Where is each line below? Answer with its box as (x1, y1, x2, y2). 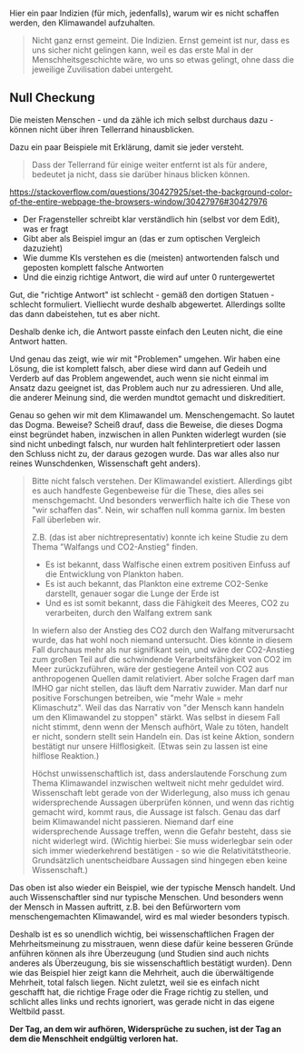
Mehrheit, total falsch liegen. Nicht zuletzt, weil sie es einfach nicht (9, 977, 260, 988)
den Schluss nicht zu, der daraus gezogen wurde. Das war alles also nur (9, 448, 279, 459)
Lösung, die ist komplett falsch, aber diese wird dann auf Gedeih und (9, 363, 268, 373)
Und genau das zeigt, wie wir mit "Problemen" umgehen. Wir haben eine (9, 353, 281, 364)
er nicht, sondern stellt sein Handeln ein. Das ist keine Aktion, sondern (31, 730, 295, 741)
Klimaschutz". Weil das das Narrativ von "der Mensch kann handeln (31, 701, 284, 712)
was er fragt (22, 223, 69, 234)
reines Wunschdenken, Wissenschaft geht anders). (9, 458, 201, 469)
